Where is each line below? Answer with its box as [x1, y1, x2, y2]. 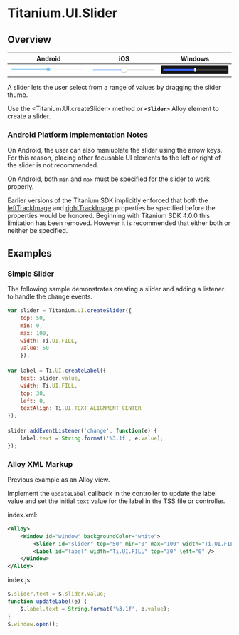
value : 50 [20, 344, 50, 352]
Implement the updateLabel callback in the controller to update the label [7, 489, 217, 497]
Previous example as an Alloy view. [7, 475, 110, 484]
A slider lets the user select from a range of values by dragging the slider [7, 83, 221, 92]
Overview [7, 33, 52, 46]
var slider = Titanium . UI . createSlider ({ [7, 307, 132, 314]
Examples [7, 247, 52, 259]
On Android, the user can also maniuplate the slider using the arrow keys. [7, 146, 223, 155]
